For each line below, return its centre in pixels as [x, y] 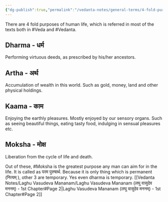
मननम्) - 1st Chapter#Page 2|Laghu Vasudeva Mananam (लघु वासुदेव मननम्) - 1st [83, 188]
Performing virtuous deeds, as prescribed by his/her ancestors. [70, 57]
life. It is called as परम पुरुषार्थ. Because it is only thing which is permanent [79, 171]
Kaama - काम [24, 106]
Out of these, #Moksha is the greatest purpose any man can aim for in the [81, 166]
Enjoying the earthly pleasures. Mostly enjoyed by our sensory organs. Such [84, 118]
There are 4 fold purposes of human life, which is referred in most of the [80, 24]
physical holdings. [24, 90]
